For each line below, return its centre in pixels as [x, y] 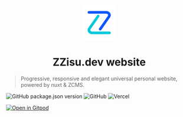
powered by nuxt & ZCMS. [52, 84]
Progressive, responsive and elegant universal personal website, [99, 79]
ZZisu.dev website [99, 62]
